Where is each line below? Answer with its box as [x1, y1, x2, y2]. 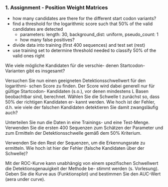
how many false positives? [20, 37, 75, 43]
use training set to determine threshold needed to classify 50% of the [12, 47, 156, 54]
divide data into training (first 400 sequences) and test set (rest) [12, 42, 145, 48]
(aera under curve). [5, 176, 46, 182]
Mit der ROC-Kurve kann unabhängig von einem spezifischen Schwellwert [5, 160, 159, 166]
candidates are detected [12, 26, 63, 32]
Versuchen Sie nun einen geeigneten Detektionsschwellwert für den [5, 77, 146, 84]
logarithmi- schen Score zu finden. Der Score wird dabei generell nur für [5, 83, 155, 89]
